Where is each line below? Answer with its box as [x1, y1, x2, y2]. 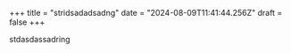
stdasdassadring [9, 34, 71, 44]
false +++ [9, 17, 46, 27]
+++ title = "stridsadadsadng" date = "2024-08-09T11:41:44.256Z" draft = [9, 8, 283, 18]
